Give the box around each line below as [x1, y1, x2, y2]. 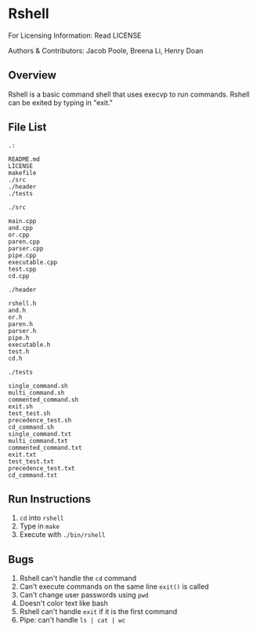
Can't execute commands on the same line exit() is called [19, 582, 209, 591]
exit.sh [8, 402, 34, 411]
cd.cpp [8, 272, 30, 279]
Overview [8, 68, 57, 82]
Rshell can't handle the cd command [19, 574, 137, 583]
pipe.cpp [8, 251, 37, 259]
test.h [8, 347, 30, 356]
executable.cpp [8, 258, 58, 266]
